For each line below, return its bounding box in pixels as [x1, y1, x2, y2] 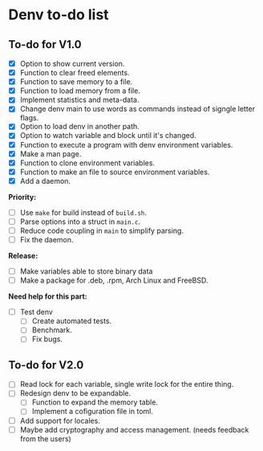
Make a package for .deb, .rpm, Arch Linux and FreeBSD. [19, 275, 208, 286]
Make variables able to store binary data [19, 266, 153, 276]
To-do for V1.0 [8, 38, 82, 51]
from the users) [19, 433, 72, 443]
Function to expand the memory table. [31, 397, 159, 407]
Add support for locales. [19, 416, 100, 425]
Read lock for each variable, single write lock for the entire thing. [19, 380, 234, 389]
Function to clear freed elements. [19, 68, 130, 78]
